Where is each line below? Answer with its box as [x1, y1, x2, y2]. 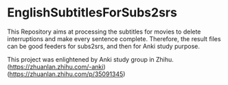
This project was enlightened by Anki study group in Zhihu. [7, 55, 174, 63]
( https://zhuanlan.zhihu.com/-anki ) [7, 62, 106, 71]
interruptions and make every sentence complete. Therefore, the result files [7, 34, 221, 42]
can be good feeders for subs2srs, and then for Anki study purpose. [7, 42, 201, 50]
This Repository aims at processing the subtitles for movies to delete [7, 27, 201, 36]
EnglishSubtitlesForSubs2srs [7, 5, 177, 21]
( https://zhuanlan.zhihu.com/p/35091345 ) [7, 70, 126, 78]
